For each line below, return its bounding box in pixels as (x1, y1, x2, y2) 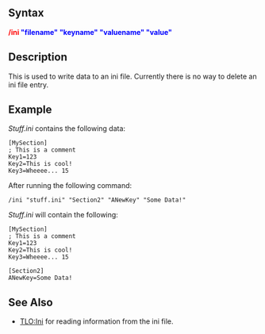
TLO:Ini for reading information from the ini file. (19, 317, 174, 326)
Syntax (8, 6, 44, 20)
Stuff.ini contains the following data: (8, 124, 125, 133)
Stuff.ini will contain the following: (8, 210, 119, 220)
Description (8, 51, 67, 64)
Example (8, 103, 52, 117)
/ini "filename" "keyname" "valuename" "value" (8, 27, 172, 36)
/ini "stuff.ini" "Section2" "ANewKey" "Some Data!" (8, 196, 186, 205)
